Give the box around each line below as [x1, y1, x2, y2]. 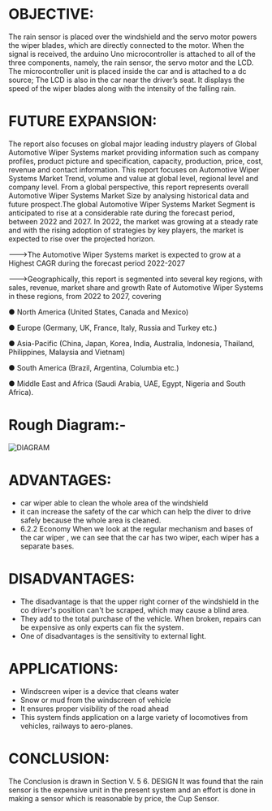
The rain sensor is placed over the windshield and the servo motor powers [8, 32, 257, 41]
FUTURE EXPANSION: [8, 112, 158, 131]
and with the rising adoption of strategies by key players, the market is [8, 225, 244, 235]
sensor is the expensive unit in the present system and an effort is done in [8, 785, 256, 795]
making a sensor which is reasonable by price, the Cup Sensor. [8, 793, 220, 803]
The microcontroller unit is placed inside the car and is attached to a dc [8, 66, 247, 76]
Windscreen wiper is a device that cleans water [19, 686, 179, 696]
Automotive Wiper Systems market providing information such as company [8, 147, 260, 157]
